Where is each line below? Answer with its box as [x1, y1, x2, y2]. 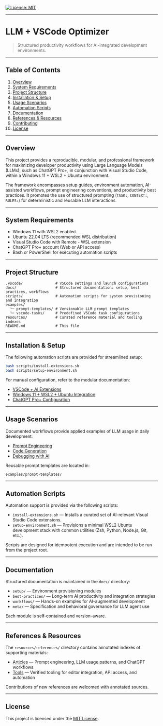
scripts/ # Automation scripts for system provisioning [5, 294, 151, 299]
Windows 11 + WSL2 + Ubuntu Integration [12, 391, 96, 397]
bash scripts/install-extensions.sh [5, 363, 79, 368]
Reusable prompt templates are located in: [5, 462, 90, 468]
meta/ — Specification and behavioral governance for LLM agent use [12, 604, 149, 609]
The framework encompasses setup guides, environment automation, [5, 182, 144, 188]
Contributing [12, 120, 38, 126]
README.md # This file [5, 324, 79, 328]
